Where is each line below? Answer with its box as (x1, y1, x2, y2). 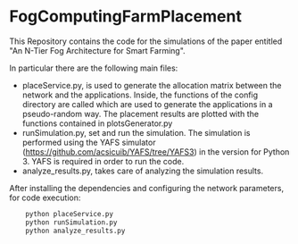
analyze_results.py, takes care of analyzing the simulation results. (21, 165, 264, 176)
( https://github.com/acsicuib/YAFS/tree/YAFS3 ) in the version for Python (21, 146, 290, 157)
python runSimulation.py (25, 217, 118, 227)
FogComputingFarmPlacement (9, 6, 243, 27)
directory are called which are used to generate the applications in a (21, 98, 274, 109)
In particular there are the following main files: (9, 63, 178, 73)
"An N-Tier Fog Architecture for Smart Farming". (9, 45, 186, 55)
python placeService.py (25, 209, 114, 218)
